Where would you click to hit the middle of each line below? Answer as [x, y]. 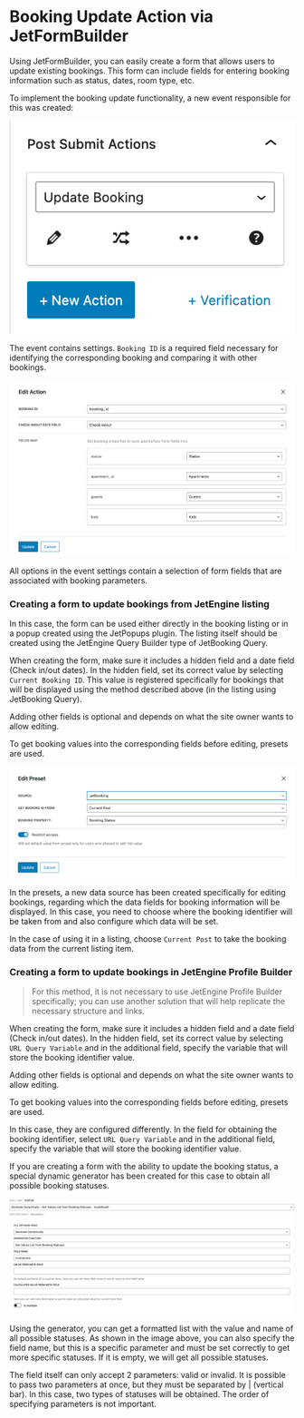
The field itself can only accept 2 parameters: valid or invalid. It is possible [148, 1374]
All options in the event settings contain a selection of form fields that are [146, 571]
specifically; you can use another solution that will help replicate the [158, 1002]
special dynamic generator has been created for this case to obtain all [140, 1176]
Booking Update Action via [112, 17]
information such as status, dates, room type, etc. [102, 80]
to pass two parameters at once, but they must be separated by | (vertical [147, 1384]
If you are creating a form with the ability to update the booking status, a [144, 1167]
